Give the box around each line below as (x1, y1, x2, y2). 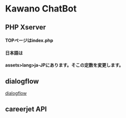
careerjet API (5, 104, 47, 113)
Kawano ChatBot (5, 3, 77, 14)
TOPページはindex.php (5, 37, 53, 43)
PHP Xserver (5, 23, 46, 31)
